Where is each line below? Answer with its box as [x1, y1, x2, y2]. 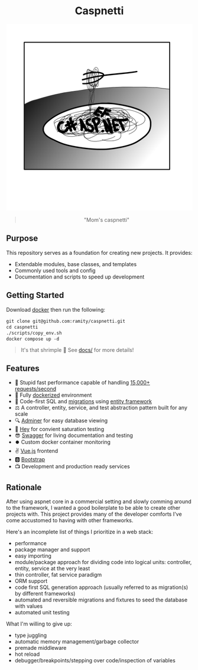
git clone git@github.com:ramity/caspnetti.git [6, 318, 126, 324]
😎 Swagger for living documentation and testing [14, 432, 133, 439]
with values [14, 603, 43, 610]
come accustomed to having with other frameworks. [6, 517, 134, 524]
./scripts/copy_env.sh [6, 330, 62, 336]
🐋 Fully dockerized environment [14, 391, 92, 399]
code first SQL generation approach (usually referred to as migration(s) [14, 584, 189, 591]
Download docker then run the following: [6, 306, 105, 313]
